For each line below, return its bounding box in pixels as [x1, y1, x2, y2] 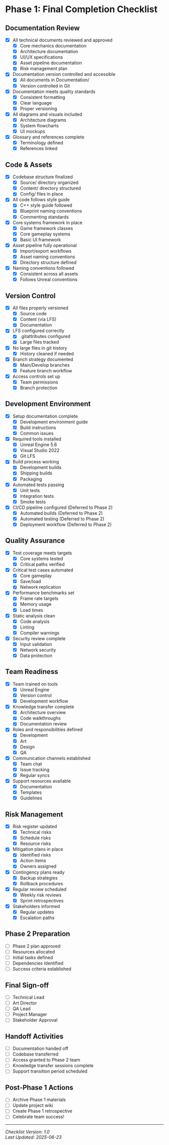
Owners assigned [20, 863, 57, 870]
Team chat [20, 760, 42, 767]
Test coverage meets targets [12, 550, 72, 556]
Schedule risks [20, 835, 51, 841]
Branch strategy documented [12, 356, 73, 362]
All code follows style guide [12, 197, 70, 203]
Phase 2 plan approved [12, 943, 61, 949]
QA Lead [12, 1006, 31, 1012]
